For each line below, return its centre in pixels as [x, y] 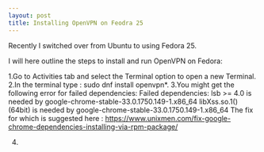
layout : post [30, 15]
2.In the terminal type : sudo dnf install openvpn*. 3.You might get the [122, 85]
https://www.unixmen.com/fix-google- [168, 118]
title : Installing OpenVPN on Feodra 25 [76, 23]
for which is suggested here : [56, 118]
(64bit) [19, 110]
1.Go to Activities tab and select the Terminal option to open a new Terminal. [132, 76]
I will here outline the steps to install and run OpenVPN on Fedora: [116, 61]
